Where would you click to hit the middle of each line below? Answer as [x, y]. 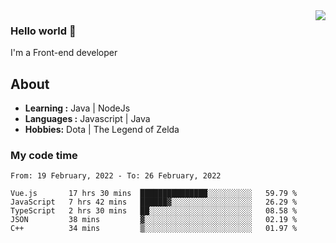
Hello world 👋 [43, 31]
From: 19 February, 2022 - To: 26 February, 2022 [116, 176]
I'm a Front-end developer [64, 53]
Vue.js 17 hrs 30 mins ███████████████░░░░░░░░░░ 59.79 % [154, 194]
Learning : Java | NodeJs [77, 108]
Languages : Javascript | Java [87, 119]
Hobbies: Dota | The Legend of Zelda [102, 130]
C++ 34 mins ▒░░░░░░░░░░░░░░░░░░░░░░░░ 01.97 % [154, 229]
